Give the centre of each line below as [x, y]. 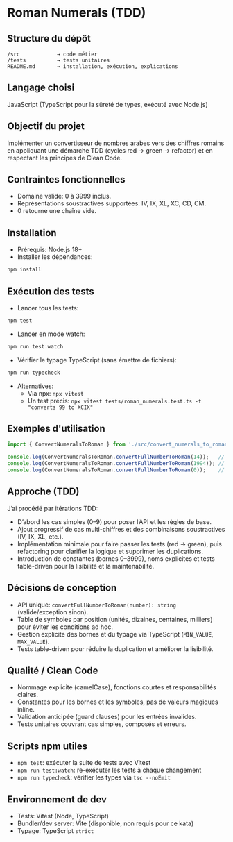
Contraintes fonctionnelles [66, 179]
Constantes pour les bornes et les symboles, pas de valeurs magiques [118, 702]
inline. [26, 709]
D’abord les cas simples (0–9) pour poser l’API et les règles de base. [114, 521]
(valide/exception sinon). [53, 612]
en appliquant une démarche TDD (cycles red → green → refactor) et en [110, 150]
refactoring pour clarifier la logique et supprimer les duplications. [110, 551]
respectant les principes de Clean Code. [65, 158]
